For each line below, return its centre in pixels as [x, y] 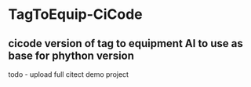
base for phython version [71, 55]
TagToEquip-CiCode [75, 14]
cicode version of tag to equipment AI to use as [125, 43]
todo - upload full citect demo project [69, 74]
